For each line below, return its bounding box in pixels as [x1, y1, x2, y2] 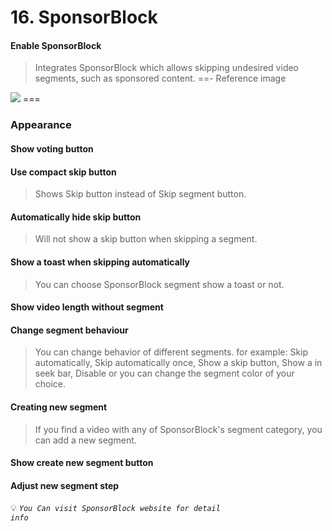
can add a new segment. [34, 434, 137, 446]
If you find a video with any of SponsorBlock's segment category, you [34, 423, 323, 435]
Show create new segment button [10, 457, 154, 469]
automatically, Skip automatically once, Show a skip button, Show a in [34, 357, 323, 369]
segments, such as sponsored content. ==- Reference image [34, 72, 287, 85]
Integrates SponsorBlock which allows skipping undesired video [34, 62, 300, 74]
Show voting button [10, 142, 94, 155]
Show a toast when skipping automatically [10, 256, 191, 268]
